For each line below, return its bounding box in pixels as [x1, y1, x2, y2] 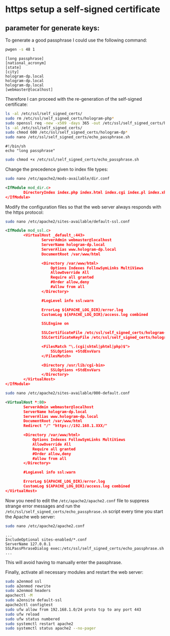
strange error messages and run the [5, 503, 80, 509]
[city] [5, 69, 19, 74]
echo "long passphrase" [5, 148, 56, 153]
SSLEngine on [41, 321, 69, 326]
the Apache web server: [5, 513, 56, 520]
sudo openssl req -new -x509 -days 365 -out [5, 121, 101, 126]
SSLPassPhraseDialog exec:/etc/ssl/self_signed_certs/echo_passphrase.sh [5, 546, 164, 551]
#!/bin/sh [5, 144, 26, 149]
